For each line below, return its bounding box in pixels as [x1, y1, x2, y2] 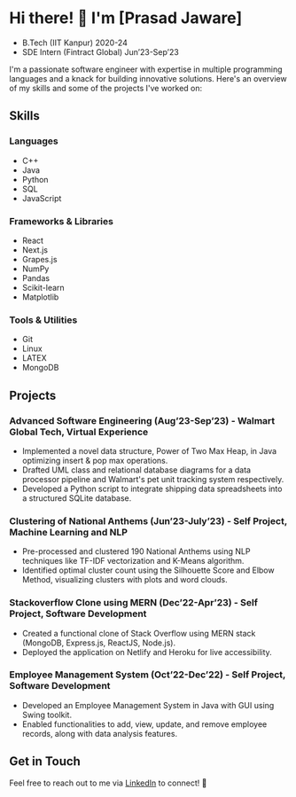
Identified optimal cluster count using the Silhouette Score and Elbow [21, 565, 275, 575]
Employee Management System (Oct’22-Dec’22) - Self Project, [9, 668, 286, 681]
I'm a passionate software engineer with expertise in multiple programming [9, 64, 283, 74]
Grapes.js [21, 254, 58, 264]
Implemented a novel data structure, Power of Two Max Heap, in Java [21, 445, 277, 456]
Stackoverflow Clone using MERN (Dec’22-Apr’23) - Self [9, 597, 259, 609]
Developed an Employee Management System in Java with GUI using [21, 699, 275, 710]
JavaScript [21, 192, 62, 203]
